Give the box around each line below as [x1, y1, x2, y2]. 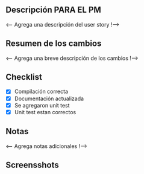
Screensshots [5, 159, 60, 170]
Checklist [5, 72, 43, 82]
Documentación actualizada [14, 95, 84, 102]
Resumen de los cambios [5, 39, 102, 49]
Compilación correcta [14, 88, 69, 95]
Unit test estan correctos [14, 108, 77, 115]
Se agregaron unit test [14, 101, 70, 109]
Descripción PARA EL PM [5, 5, 102, 15]
